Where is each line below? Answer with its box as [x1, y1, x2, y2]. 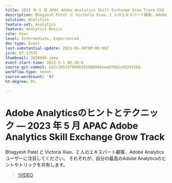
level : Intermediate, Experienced [5, 36, 79, 42]
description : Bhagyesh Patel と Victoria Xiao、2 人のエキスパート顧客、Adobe [5, 12, 167, 17]
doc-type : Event [5, 41, 40, 46]
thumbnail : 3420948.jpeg [5, 55, 58, 60]
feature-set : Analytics [5, 22, 56, 27]
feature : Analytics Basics [5, 27, 63, 32]
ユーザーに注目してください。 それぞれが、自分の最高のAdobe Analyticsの [5, 155, 162, 161]
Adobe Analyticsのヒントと [5, 107, 123, 118]
